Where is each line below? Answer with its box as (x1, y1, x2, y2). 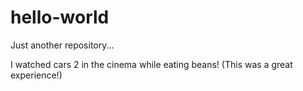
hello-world (10, 6, 110, 29)
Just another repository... (10, 39, 115, 51)
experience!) (10, 69, 63, 81)
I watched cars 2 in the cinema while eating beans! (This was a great (10, 58, 293, 70)
